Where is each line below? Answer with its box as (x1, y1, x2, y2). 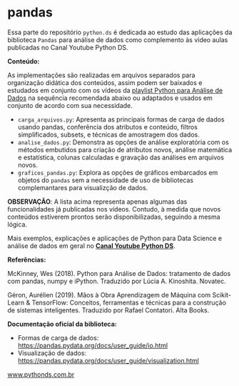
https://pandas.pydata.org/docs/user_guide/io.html (17, 341, 168, 350)
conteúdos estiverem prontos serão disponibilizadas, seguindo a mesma (7, 212, 220, 221)
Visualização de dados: (17, 348, 87, 357)
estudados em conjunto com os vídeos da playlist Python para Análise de (7, 86, 223, 94)
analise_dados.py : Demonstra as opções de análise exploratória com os (17, 137, 230, 147)
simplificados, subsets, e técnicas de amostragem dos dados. (17, 130, 200, 139)
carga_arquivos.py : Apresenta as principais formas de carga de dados (17, 115, 225, 124)
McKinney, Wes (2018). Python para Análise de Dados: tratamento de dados (7, 269, 231, 277)
